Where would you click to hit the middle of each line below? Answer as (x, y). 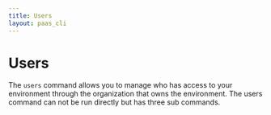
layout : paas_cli (38, 23)
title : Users (30, 16)
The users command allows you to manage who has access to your (121, 85)
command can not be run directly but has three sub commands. (114, 102)
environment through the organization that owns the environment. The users (135, 94)
